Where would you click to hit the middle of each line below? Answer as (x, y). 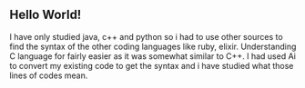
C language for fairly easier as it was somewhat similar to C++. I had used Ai (152, 56)
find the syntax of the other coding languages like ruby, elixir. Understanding (153, 46)
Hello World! (46, 15)
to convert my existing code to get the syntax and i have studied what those (152, 65)
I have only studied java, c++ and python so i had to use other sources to (147, 36)
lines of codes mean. (49, 75)
